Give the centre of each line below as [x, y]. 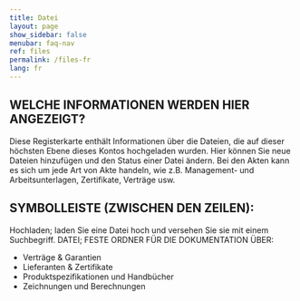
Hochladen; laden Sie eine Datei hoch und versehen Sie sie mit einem [139, 230]
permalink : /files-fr [50, 60]
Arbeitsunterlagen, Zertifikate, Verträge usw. [92, 180]
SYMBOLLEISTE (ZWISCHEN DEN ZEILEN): [132, 208]
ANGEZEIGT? [48, 119]
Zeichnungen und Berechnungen [84, 286]
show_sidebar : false [48, 34]
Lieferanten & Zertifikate [68, 267]
